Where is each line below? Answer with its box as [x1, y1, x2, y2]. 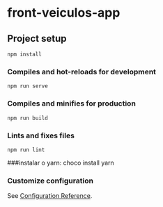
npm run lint [7, 146, 45, 154]
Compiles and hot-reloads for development [7, 67, 157, 76]
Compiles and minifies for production [7, 99, 136, 108]
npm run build [7, 115, 49, 122]
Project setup [7, 33, 68, 44]
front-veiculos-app [7, 5, 121, 21]
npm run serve [7, 83, 49, 90]
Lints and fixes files [7, 131, 75, 140]
